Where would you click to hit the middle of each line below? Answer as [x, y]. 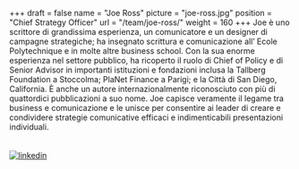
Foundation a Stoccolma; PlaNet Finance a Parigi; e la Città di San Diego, [143, 79]
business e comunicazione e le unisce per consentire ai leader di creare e [145, 108]
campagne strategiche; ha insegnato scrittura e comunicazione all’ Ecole [143, 41]
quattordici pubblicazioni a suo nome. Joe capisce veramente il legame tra [147, 98]
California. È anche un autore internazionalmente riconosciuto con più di [142, 89]
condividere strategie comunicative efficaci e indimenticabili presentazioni [146, 117]
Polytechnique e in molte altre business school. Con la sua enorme [132, 51]
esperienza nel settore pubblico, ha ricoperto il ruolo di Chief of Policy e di [146, 60]
